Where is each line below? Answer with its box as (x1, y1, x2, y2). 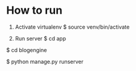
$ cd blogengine (6, 46, 47, 54)
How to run (6, 4, 63, 17)
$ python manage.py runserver (6, 58, 83, 65)
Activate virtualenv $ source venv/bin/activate (15, 23, 130, 30)
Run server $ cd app (15, 35, 66, 42)
